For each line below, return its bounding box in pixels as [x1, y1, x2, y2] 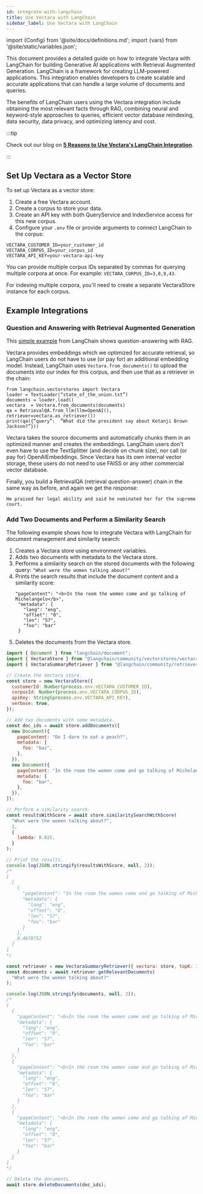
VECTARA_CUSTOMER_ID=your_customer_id [6, 242, 104, 248]
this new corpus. [14, 218, 57, 225]
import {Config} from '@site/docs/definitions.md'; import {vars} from [6, 37, 178, 44]
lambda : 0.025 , [17, 835, 56, 841]
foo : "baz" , [22, 745, 53, 751]
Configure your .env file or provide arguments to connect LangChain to [14, 224, 192, 232]
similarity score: [14, 579, 55, 586]
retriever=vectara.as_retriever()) [6, 412, 96, 419]
